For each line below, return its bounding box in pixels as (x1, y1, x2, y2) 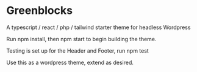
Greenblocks (6, 4, 73, 18)
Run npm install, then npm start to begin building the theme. (6, 35, 157, 42)
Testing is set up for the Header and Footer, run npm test (6, 47, 149, 54)
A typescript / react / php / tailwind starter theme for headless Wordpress (6, 24, 191, 31)
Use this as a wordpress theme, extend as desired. (6, 59, 134, 66)
